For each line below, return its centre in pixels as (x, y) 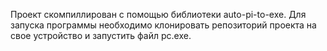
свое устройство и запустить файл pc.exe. (101, 35)
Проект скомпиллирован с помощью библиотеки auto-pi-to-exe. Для (158, 14)
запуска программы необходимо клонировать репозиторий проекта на (163, 25)
